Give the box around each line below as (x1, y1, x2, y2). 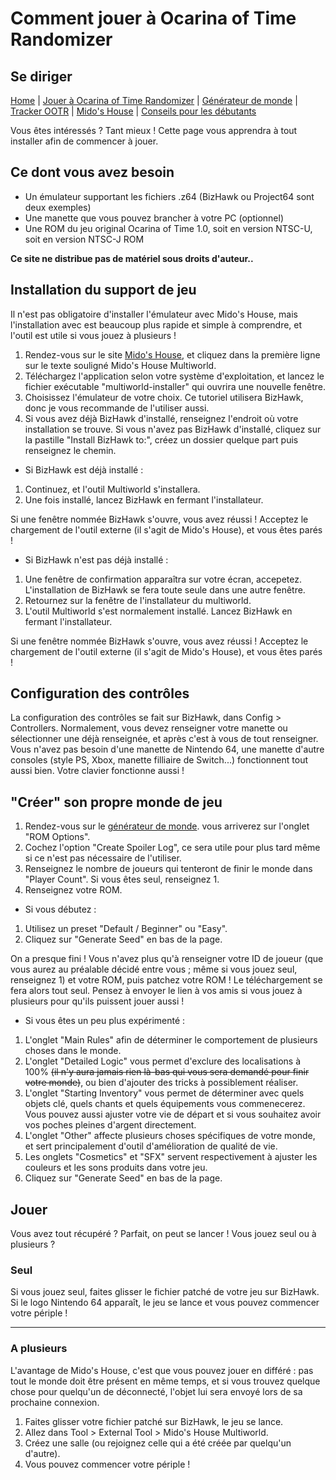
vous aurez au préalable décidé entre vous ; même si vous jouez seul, (10, 963, 298, 976)
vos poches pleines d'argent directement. (24, 1119, 197, 1131)
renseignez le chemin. (24, 444, 117, 456)
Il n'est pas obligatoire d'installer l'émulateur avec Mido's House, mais (10, 308, 298, 320)
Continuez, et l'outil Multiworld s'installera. (24, 483, 201, 495)
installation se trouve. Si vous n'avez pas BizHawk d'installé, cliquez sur (24, 423, 322, 435)
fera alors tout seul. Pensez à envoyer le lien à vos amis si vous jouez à (10, 985, 303, 997)
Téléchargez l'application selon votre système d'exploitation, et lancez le (24, 370, 325, 382)
